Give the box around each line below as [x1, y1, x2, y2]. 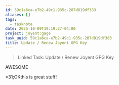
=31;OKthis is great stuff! [5, 74, 57, 80]
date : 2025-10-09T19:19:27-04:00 [5, 26, 76, 31]
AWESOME [5, 64, 28, 70]
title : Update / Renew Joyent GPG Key [5, 40, 87, 46]
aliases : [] [5, 12, 30, 17]
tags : [5, 17, 17, 22]
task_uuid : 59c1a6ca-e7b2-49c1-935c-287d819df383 [5, 36, 112, 41]
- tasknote [10, 21, 33, 27]
